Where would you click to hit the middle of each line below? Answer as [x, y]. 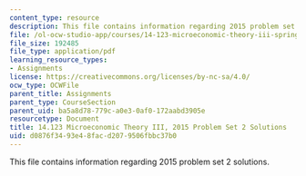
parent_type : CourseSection [63, 102]
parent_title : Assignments [61, 93]
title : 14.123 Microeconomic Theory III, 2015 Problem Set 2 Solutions [148, 128]
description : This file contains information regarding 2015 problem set [153, 26]
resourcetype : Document [55, 119]
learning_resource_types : [58, 60]
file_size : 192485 [44, 43]
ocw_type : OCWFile [44, 85]
